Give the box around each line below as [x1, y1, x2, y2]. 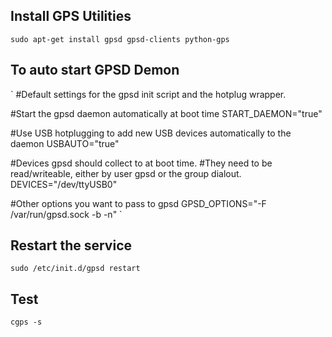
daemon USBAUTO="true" [10, 137, 120, 149]
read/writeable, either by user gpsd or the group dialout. [10, 167, 242, 179]
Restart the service [10, 237, 133, 254]
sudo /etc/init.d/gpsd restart [10, 264, 141, 274]
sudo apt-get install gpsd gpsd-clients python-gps [10, 34, 230, 44]
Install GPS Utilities [10, 8, 132, 25]
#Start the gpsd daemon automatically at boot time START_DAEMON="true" [10, 107, 323, 119]
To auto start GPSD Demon [10, 62, 180, 79]
